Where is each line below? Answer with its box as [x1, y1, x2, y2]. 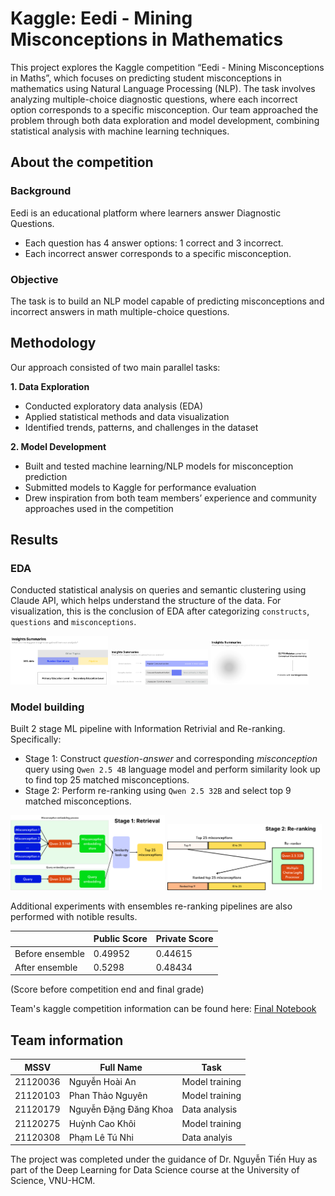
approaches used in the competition [24, 502, 174, 514]
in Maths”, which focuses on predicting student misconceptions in [10, 72, 282, 84]
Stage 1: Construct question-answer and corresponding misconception [24, 753, 318, 765]
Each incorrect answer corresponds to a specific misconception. [24, 247, 292, 259]
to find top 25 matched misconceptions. [24, 774, 190, 786]
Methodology [10, 335, 97, 352]
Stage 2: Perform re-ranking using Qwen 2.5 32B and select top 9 [24, 785, 292, 797]
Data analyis [181, 1131, 233, 1143]
